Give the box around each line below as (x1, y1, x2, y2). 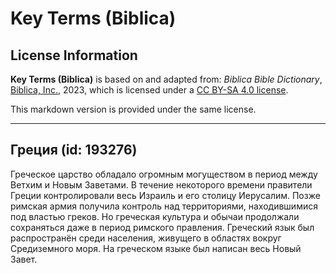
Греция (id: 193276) (10, 142, 138, 159)
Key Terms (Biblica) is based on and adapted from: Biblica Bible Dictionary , (10, 73, 323, 85)
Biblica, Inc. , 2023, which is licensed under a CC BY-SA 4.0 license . (10, 84, 289, 96)
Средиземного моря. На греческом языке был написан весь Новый (10, 242, 302, 254)
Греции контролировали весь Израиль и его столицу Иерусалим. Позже (10, 189, 321, 201)
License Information (10, 47, 138, 64)
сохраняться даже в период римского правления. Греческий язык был (10, 221, 315, 233)
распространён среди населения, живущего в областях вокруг (10, 232, 282, 244)
